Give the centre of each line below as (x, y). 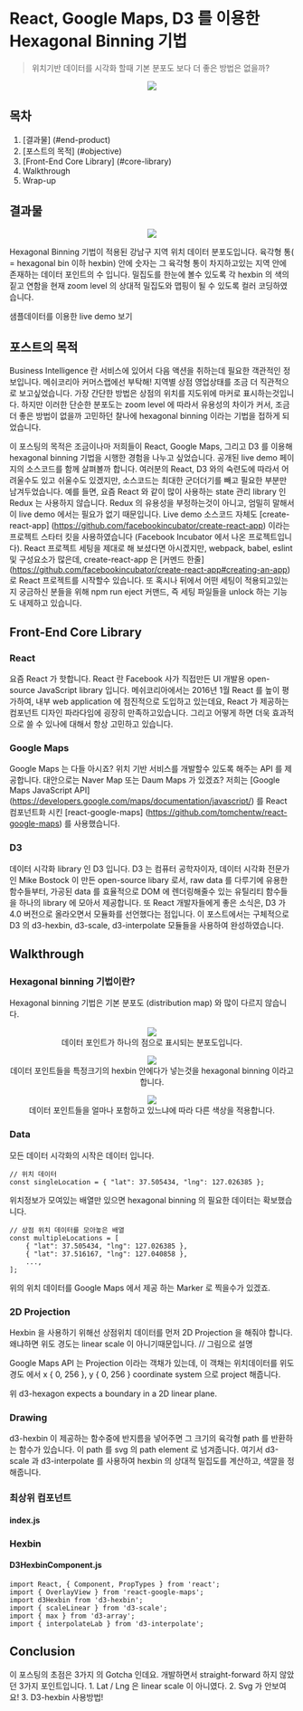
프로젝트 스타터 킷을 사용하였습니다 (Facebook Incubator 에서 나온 (128, 537)
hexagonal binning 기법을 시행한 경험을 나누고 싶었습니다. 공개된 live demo (143, 458)
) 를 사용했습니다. (90, 823)
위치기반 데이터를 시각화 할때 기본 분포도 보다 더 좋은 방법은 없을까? (150, 68)
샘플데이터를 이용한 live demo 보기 (71, 316)
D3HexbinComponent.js (56, 1565)
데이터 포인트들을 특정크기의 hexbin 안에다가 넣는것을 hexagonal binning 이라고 (152, 1071)
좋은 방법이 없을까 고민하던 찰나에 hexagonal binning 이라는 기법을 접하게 (149, 416)
